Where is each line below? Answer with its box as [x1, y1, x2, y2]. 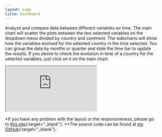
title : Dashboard [5, 12, 40, 16]
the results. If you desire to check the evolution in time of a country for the [5, 50, 154, 56]
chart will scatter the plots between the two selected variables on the [5, 30, 143, 36]
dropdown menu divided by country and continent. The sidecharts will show [5, 35, 157, 41]
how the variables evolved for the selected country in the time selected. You [5, 40, 157, 46]
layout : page [5, 7, 32, 12]
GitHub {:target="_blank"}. [5, 126, 57, 132]
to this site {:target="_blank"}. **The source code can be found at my [5, 121, 144, 127]
